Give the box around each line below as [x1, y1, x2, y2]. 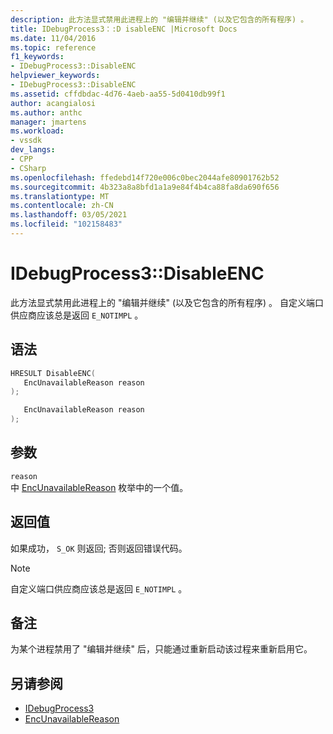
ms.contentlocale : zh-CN [10, 201, 114, 211]
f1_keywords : [10, 52, 65, 62]
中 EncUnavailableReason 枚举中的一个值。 [10, 481, 189, 493]
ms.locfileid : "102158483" [10, 219, 123, 230]
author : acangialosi [10, 98, 97, 108]
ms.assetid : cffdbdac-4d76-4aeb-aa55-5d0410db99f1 [10, 89, 226, 99]
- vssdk [10, 136, 43, 146]
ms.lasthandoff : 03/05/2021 [10, 210, 128, 220]
